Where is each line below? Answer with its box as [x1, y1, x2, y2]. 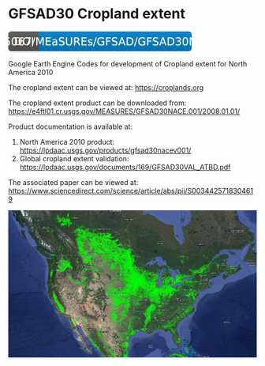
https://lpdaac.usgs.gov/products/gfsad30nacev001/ [19, 145, 192, 155]
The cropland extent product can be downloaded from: [8, 98, 187, 108]
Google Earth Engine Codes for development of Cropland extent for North [8, 58, 248, 68]
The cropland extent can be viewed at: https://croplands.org [8, 82, 204, 92]
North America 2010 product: [19, 137, 115, 146]
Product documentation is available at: [8, 122, 132, 131]
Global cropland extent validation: [19, 153, 129, 163]
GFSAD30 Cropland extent [8, 5, 185, 23]
